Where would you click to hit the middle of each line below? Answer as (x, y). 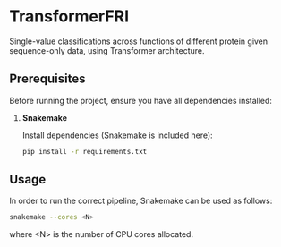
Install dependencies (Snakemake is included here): (117, 135)
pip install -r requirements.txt (85, 151)
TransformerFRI (69, 17)
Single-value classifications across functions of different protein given (139, 41)
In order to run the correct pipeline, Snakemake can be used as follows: (141, 201)
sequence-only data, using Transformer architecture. (107, 50)
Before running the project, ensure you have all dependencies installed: (141, 100)
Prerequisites (47, 79)
